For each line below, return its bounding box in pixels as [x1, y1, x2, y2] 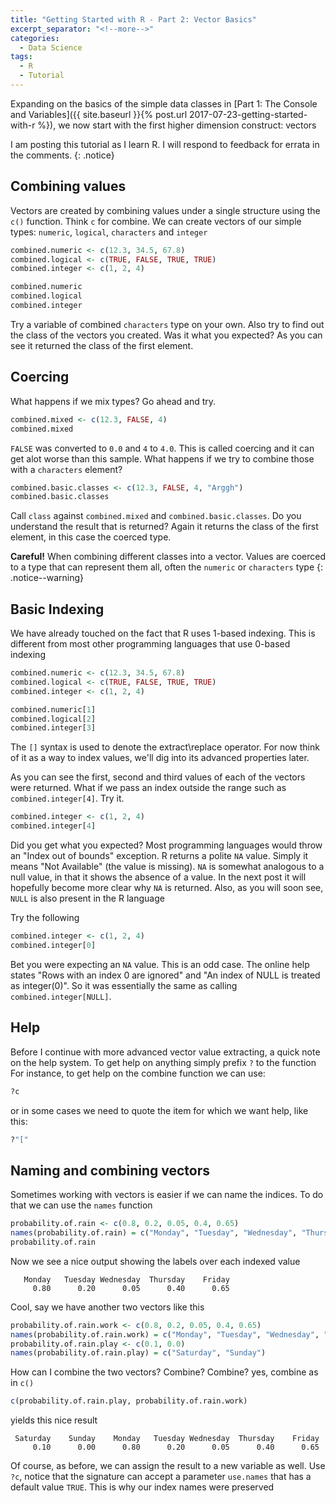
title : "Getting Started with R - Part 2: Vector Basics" [10, 14, 257, 25]
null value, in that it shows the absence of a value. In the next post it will [10, 871, 307, 883]
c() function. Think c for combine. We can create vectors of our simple [10, 215, 302, 227]
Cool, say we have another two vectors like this [10, 1301, 205, 1313]
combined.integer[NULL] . [10, 990, 112, 1002]
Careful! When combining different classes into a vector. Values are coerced [10, 551, 326, 563]
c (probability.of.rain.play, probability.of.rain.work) [10, 1396, 248, 1406]
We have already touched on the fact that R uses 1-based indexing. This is [10, 627, 316, 640]
